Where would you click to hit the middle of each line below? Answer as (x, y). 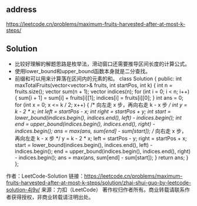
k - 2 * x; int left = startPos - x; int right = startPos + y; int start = (93, 111)
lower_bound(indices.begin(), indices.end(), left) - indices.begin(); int (98, 117)
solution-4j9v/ (23, 189)
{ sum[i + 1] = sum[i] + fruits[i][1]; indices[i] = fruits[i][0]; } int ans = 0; (99, 97)
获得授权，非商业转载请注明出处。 (52, 197)
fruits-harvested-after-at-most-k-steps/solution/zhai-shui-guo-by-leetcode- (99, 182)
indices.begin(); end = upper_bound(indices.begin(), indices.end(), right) (103, 151)
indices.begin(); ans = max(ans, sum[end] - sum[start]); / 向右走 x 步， (101, 131)
